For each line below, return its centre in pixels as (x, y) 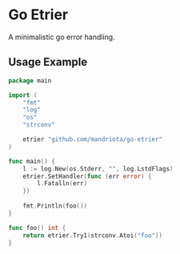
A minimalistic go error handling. (62, 37)
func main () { (32, 161)
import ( (23, 95)
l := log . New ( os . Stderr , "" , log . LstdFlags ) (98, 169)
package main (30, 81)
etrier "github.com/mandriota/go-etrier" (92, 139)
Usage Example (48, 62)
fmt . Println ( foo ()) (55, 206)
